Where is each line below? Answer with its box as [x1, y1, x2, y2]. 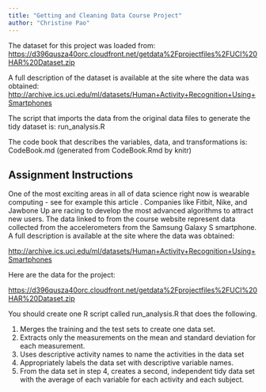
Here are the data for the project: [8, 270, 116, 280]
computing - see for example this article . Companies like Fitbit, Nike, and [8, 198, 248, 207]
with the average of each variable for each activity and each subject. [19, 375, 244, 384]
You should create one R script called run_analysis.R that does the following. [8, 309, 257, 318]
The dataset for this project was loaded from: [8, 40, 156, 50]
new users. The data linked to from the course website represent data [8, 214, 236, 224]
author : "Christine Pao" [8, 19, 90, 27]
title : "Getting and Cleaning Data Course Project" [8, 11, 182, 20]
